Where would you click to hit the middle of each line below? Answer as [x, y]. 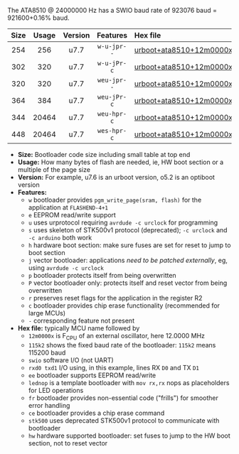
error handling [49, 405]
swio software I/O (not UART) [71, 360]
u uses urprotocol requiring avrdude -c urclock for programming [123, 222]
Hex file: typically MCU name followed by [79, 328]
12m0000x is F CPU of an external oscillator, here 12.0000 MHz [116, 337]
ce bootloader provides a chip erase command [96, 413]
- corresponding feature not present [81, 320]
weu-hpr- [112, 114]
